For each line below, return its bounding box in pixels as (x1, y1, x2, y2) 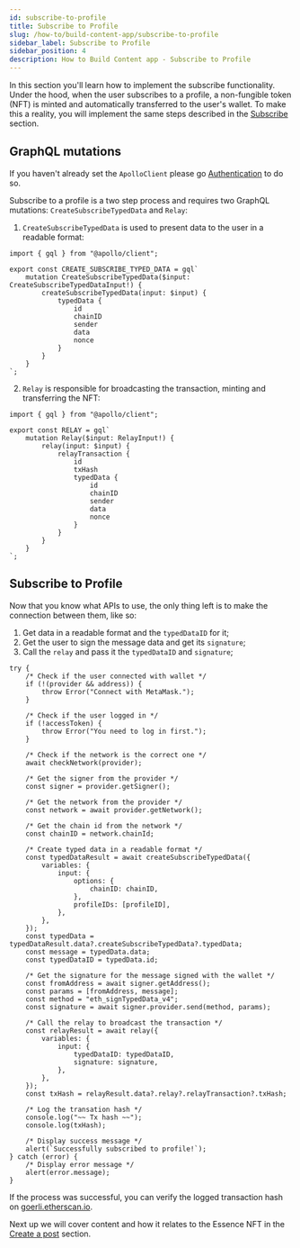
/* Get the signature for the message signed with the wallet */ (25, 971, 276, 980)
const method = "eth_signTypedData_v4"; (25, 994, 179, 1004)
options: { (73, 876, 115, 885)
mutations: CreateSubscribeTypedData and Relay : (9, 204, 189, 215)
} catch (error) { (9, 1152, 78, 1162)
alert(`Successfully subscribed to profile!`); (25, 1144, 207, 1153)
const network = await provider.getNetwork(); (25, 805, 203, 815)
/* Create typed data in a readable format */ (25, 845, 203, 854)
